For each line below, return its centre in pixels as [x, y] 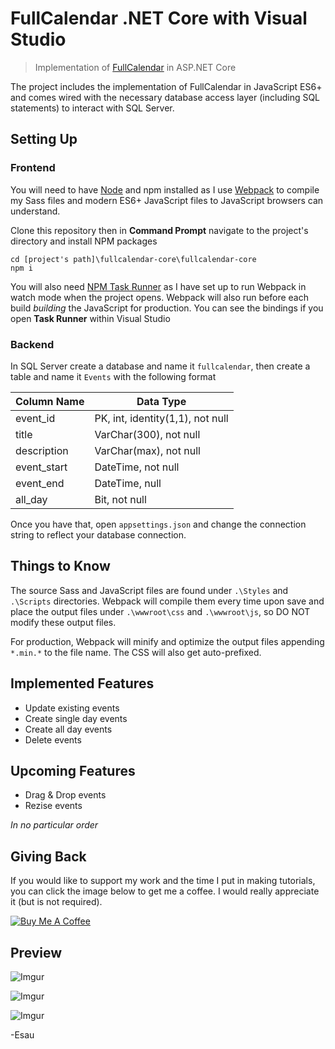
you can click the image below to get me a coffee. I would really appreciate [165, 891]
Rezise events [53, 806]
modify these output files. [63, 622]
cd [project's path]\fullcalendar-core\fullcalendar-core [133, 259]
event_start [41, 467]
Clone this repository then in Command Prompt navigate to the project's [159, 230]
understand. [35, 211]
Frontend [33, 168]
